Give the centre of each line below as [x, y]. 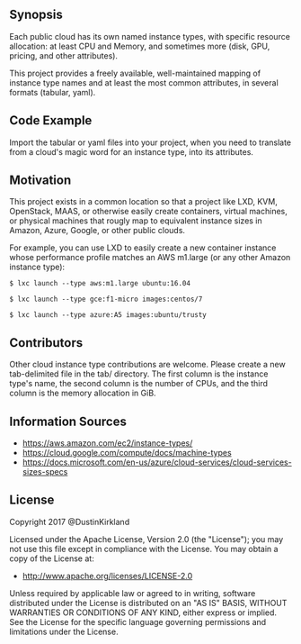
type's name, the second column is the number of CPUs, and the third [138, 384]
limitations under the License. [64, 631]
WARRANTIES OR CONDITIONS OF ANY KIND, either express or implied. [143, 612]
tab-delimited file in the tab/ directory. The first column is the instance [139, 374]
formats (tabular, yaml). [53, 92]
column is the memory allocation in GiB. [83, 393]
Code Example [51, 121]
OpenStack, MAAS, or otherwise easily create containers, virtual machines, [148, 212]
